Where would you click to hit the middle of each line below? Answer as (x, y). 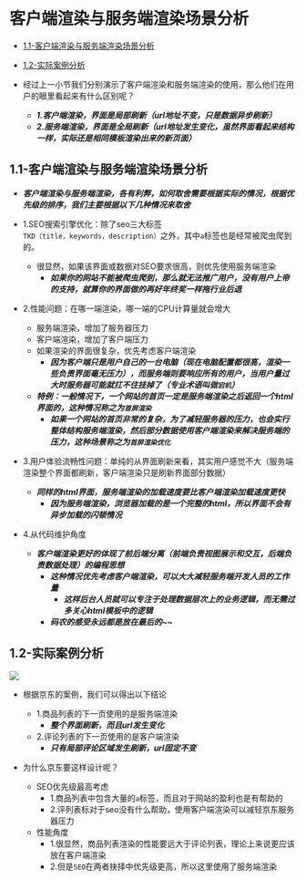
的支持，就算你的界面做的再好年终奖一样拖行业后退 (146, 289)
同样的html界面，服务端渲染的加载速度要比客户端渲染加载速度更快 (161, 492)
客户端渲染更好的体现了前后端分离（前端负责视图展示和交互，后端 (160, 554)
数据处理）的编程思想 (84, 564)
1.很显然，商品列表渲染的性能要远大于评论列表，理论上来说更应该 (173, 844)
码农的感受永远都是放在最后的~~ (111, 622)
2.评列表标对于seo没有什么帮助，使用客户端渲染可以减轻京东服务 (172, 809)
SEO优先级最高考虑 (72, 786)
